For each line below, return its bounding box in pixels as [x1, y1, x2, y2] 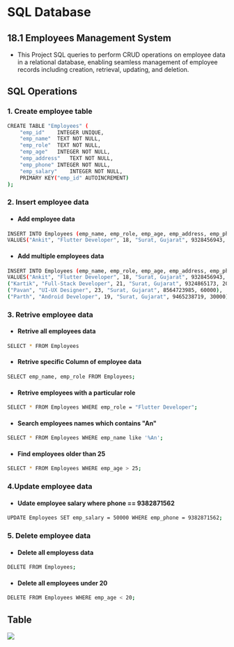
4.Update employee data [7, 481, 93, 491]
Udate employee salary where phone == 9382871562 [17, 499, 175, 507]
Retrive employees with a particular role [17, 388, 136, 397]
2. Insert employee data [7, 197, 89, 207]
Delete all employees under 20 [17, 579, 108, 587]
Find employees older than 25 [17, 449, 106, 458]
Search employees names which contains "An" [17, 419, 157, 427]
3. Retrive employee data [7, 310, 94, 319]
